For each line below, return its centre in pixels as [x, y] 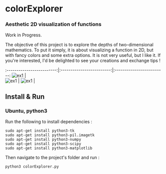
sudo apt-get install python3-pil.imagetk [50, 135]
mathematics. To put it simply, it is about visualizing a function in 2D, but [79, 50]
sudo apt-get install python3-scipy [43, 144]
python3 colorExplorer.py [32, 167]
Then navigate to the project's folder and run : [52, 158]
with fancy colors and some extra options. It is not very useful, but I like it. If [83, 55]
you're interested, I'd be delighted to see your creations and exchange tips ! [83, 61]
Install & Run [25, 96]
